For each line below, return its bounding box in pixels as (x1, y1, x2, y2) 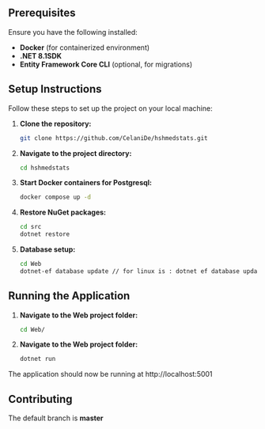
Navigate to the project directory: (19, 148, 132, 158)
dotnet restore (19, 230, 70, 238)
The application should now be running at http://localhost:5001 (8, 370, 213, 379)
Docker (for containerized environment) (19, 43, 150, 52)
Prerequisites (8, 6, 76, 20)
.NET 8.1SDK (19, 51, 62, 60)
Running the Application (8, 289, 131, 303)
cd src (19, 223, 42, 231)
